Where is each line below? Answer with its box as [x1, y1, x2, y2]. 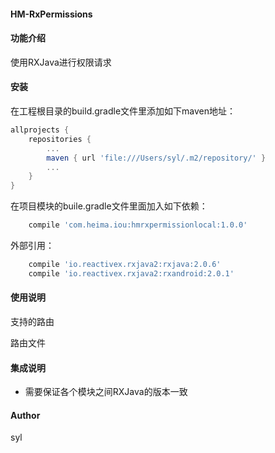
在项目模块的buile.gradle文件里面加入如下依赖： [10, 200, 208, 212]
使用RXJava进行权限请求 [10, 56, 112, 68]
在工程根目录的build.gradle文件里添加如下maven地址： [10, 105, 237, 117]
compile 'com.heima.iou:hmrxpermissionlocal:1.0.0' [28, 220, 248, 230]
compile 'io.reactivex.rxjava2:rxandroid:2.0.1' [28, 268, 235, 279]
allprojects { [10, 125, 70, 135]
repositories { [28, 134, 92, 144]
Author [10, 409, 41, 421]
